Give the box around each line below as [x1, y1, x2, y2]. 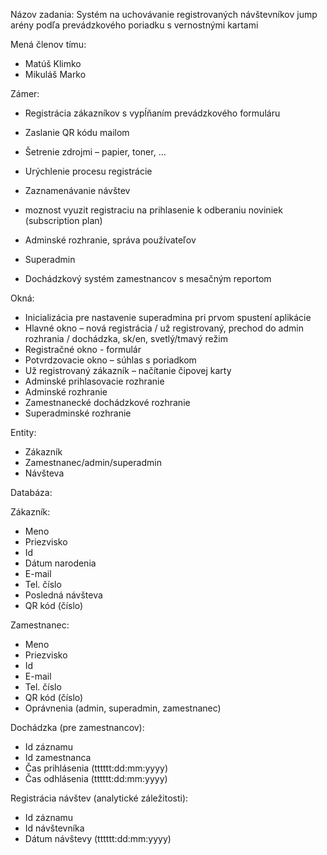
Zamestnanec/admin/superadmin [24, 457, 162, 468]
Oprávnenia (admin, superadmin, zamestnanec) [24, 702, 222, 714]
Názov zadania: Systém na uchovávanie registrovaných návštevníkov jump [10, 9, 318, 20]
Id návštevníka [24, 822, 85, 834]
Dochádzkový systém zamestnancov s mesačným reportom [24, 273, 272, 284]
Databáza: [10, 487, 53, 498]
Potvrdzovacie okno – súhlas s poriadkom [24, 354, 197, 366]
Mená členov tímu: [10, 39, 87, 50]
